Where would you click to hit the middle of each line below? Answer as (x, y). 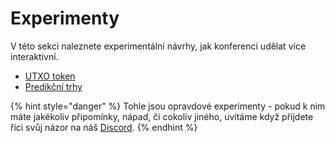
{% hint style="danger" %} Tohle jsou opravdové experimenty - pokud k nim (168, 106)
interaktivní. (34, 56)
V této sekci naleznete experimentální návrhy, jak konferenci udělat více (158, 46)
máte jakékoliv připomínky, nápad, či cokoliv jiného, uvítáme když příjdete (162, 116)
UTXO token (50, 76)
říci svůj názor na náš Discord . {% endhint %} (104, 127)
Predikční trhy (53, 86)
